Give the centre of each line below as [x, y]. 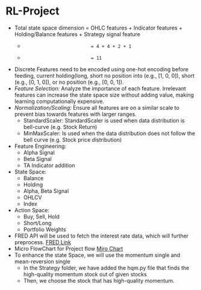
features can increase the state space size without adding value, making [104, 95]
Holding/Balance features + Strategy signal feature [77, 34]
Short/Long [37, 223]
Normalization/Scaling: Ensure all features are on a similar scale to [97, 107]
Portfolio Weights [45, 229]
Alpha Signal [39, 153]
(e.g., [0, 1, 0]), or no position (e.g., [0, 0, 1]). [69, 82]
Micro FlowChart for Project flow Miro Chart [69, 248]
